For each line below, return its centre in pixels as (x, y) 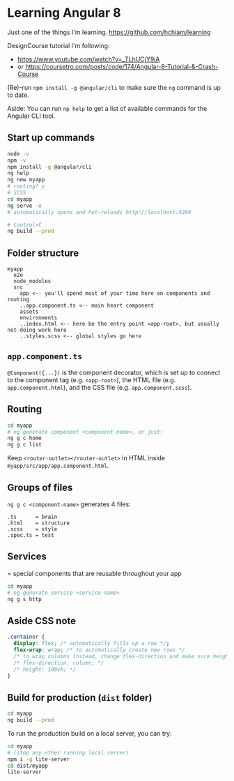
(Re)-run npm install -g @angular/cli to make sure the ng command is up (114, 87)
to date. (18, 95)
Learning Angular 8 (64, 13)
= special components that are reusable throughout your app (95, 573)
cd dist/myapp (28, 766)
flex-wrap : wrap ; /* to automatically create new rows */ (100, 650)
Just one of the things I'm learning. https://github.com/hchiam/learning (109, 32)
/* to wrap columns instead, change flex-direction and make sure (112, 656)
